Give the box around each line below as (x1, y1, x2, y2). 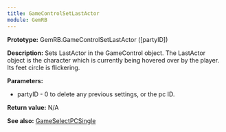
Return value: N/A (7, 103, 59, 111)
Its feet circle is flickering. (7, 63, 80, 71)
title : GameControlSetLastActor (7, 10, 100, 17)
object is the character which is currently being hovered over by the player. (7, 56, 220, 64)
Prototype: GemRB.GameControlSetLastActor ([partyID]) (7, 35, 168, 43)
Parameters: (7, 76, 43, 85)
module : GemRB (7, 16, 48, 23)
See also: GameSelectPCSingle (7, 116, 96, 124)
